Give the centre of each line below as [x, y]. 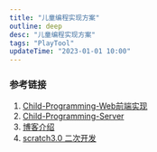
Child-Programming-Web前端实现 [85, 106]
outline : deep [36, 26]
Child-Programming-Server [73, 116]
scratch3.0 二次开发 [59, 138]
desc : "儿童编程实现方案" [53, 34]
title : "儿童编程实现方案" [55, 18]
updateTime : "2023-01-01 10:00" [70, 52]
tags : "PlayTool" [42, 43]
